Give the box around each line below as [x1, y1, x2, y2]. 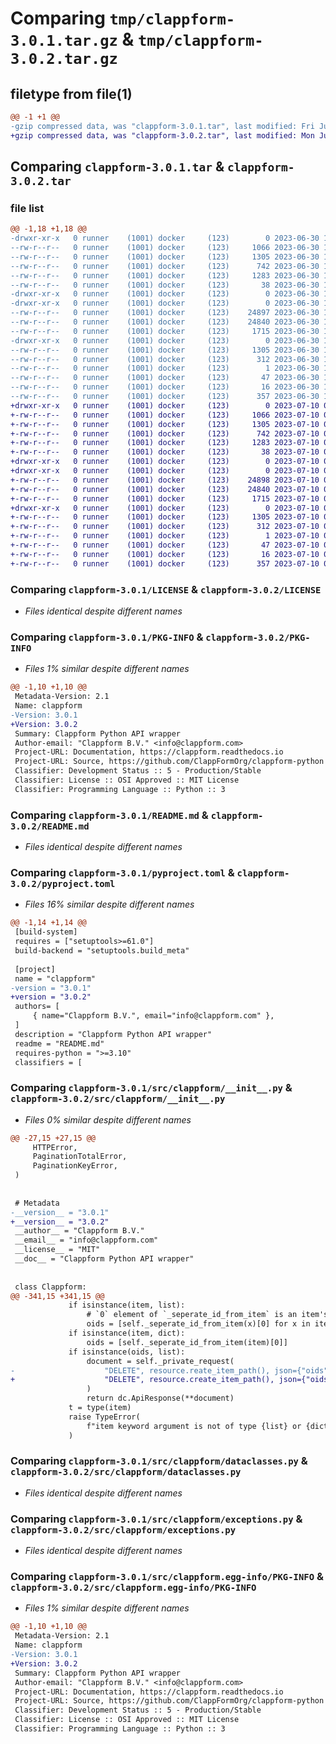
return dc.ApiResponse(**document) [86, 1393, 235, 1404]
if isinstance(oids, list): [68, 1347, 186, 1357]
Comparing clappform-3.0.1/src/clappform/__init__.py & [10, 1081, 293, 1095]
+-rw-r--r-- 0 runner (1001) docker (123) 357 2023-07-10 [10, 558, 320, 569]
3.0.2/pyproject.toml [10, 878, 116, 889]
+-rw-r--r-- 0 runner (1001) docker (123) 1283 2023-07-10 [10, 438, 320, 448]
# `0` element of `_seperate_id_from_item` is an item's [86, 1310, 329, 1320]
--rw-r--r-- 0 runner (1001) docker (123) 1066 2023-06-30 [10, 243, 320, 253]
